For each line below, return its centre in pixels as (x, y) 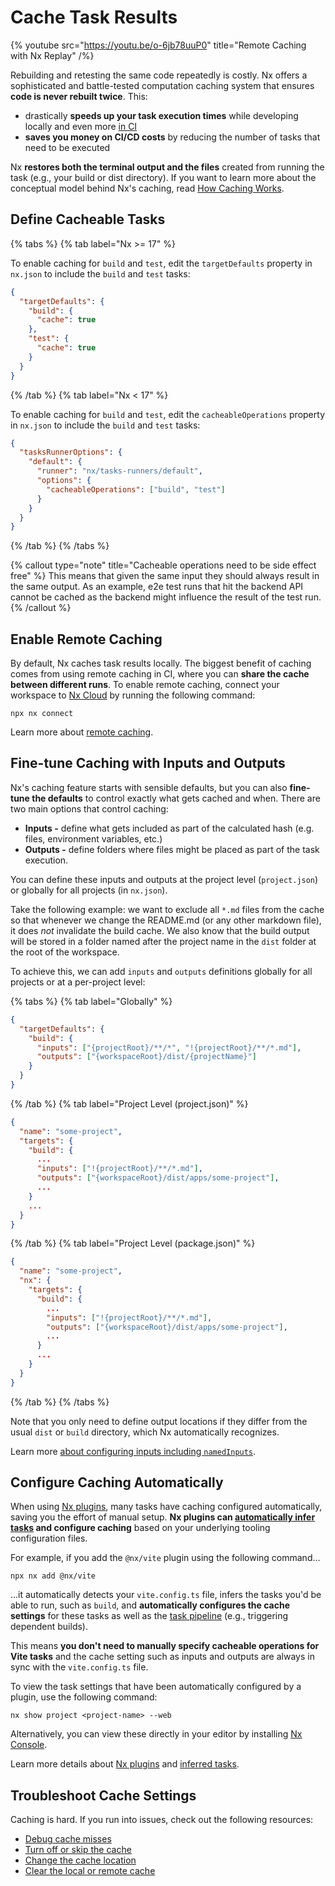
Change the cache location (80, 1860)
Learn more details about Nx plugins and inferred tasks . (125, 1764)
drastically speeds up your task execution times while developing (161, 115)
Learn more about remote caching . (82, 732)
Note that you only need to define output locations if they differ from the (159, 1421)
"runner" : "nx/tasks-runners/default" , (119, 471)
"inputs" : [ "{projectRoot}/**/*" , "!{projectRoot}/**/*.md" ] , (169, 1047)
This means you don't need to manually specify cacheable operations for (165, 1646)
